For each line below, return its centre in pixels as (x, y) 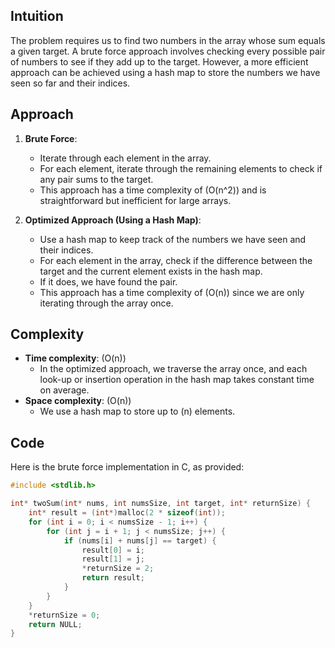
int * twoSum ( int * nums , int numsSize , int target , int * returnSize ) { (160, 504)
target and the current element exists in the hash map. (151, 271)
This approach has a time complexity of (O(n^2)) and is (153, 190)
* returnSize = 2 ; (118, 569)
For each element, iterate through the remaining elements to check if (181, 168)
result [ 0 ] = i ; (113, 550)
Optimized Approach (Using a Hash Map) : (113, 220)
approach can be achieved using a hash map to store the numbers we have (165, 72)
